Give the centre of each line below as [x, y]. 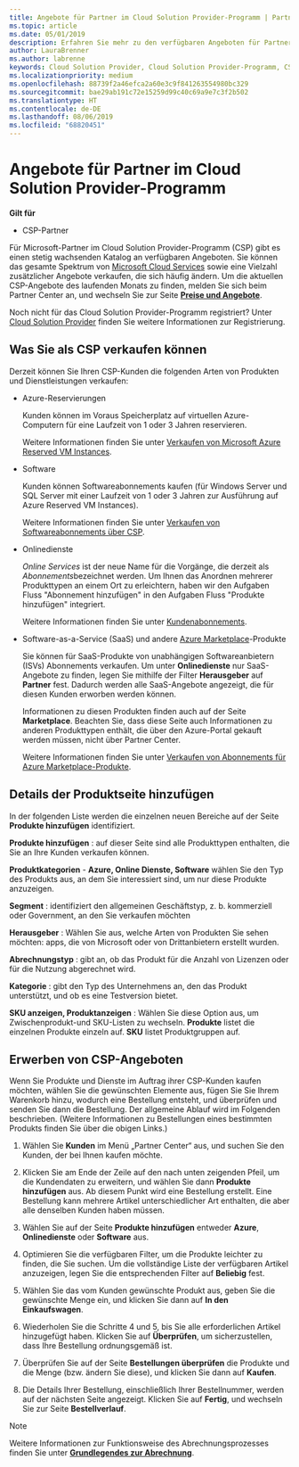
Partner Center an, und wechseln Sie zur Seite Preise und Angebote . [136, 294]
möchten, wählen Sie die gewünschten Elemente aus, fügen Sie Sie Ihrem [144, 1091]
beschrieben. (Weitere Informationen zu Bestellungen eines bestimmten [141, 1119]
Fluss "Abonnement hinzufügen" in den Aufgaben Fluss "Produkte [143, 595]
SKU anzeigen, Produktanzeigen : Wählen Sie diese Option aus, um [134, 1012]
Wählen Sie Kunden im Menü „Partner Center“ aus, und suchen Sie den [153, 1146]
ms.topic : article [43, 26]
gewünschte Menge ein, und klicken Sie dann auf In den [125, 1300]
